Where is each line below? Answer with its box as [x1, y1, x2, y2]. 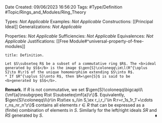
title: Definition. [5, 53, 44, 58]
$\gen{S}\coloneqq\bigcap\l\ [85, 87, 143, 92]
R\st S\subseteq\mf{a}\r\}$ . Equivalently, [44, 92, 125, 97]
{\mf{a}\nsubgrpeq [5, 92, 43, 97]
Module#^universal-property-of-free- [69, 38, 144, 44]
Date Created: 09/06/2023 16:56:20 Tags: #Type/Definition [5, 4, 123, 10]
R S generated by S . [5, 112, 43, 118]
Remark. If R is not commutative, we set [5, 87, 85, 92]
